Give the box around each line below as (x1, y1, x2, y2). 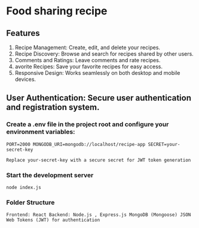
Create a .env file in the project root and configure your (6, 120, 169, 129)
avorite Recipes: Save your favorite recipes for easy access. (14, 63, 163, 70)
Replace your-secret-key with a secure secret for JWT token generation (6, 157, 191, 163)
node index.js (6, 184, 42, 190)
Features (6, 28, 40, 38)
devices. (14, 76, 36, 83)
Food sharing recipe (6, 4, 108, 18)
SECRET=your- (148, 141, 180, 147)
